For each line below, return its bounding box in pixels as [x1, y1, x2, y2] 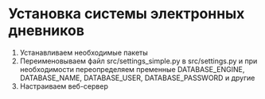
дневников [8, 21, 85, 40]
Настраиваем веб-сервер [19, 81, 109, 91]
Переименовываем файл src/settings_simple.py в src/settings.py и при [19, 56, 258, 66]
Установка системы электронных [8, 5, 245, 23]
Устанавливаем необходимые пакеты [19, 48, 149, 57]
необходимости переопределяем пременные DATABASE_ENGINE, [19, 64, 245, 74]
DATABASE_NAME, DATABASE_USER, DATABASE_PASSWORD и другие [19, 73, 255, 82]
